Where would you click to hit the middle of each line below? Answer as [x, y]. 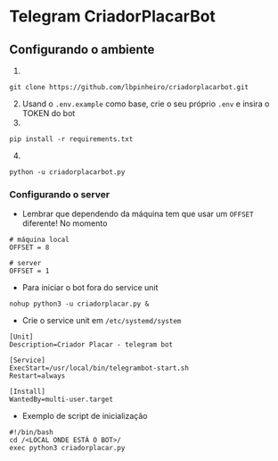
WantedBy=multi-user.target [61, 399]
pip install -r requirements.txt [71, 139]
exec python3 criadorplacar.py [67, 448]
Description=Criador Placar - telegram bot [91, 345]
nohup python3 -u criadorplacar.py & [79, 304]
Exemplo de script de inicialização [85, 416]
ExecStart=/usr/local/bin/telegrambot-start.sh [99, 368]
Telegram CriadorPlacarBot [113, 17]
